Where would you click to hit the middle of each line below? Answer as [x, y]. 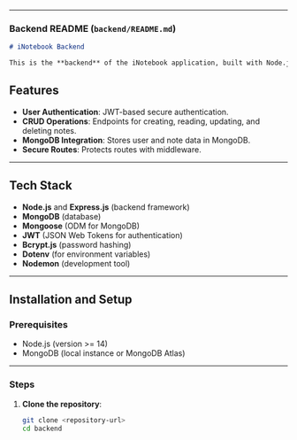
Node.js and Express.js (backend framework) [106, 207]
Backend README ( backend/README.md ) [93, 28]
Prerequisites [38, 324]
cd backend [42, 428]
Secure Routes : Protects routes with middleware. [111, 149]
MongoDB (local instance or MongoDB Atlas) [103, 353]
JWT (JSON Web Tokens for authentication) [102, 235]
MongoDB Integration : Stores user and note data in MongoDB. [136, 140]
